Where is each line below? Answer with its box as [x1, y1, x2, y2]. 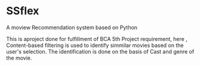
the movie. [6, 54, 32, 61]
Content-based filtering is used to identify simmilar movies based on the [6, 42, 184, 49]
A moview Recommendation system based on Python [6, 24, 138, 31]
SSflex [6, 4, 39, 18]
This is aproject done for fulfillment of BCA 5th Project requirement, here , [6, 35, 188, 42]
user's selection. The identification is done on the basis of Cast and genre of [6, 48, 195, 55]
